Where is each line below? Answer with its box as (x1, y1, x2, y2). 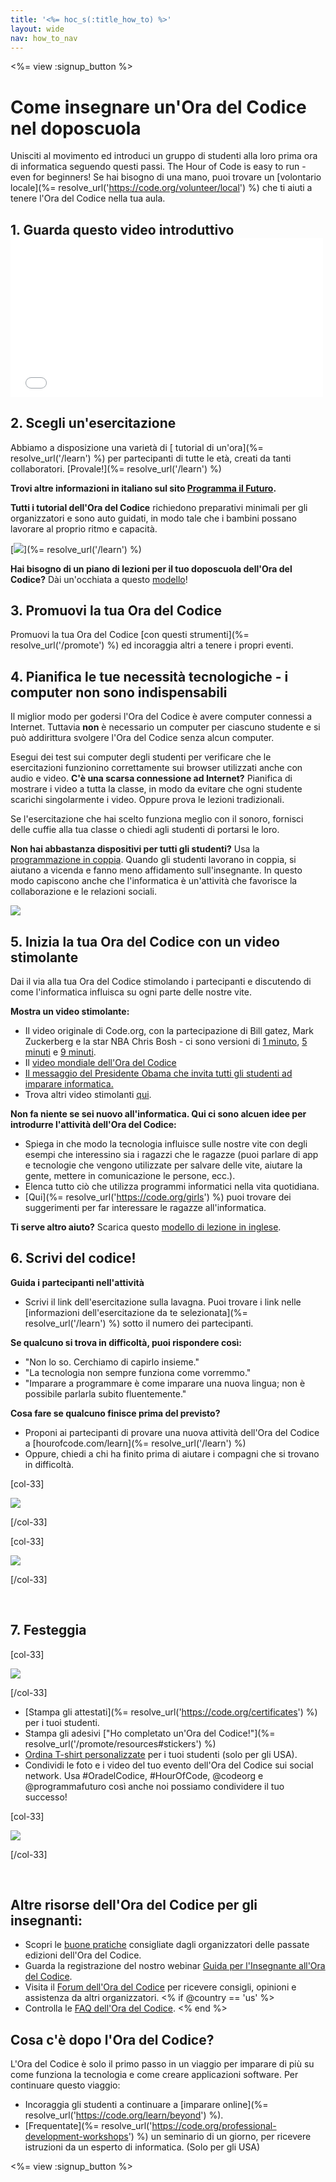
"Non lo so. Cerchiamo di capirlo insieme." (24, 1356, 200, 1368)
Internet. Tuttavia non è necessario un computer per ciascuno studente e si (10, 721, 321, 733)
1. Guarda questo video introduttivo (10, 221, 235, 238)
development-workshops (24, 2131, 129, 2143)
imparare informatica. (24, 1077, 114, 1090)
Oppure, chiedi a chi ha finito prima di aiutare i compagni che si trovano (24, 1447, 320, 1460)
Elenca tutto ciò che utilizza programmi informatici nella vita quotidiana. (24, 1180, 320, 1192)
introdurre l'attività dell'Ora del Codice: (10, 1118, 177, 1130)
